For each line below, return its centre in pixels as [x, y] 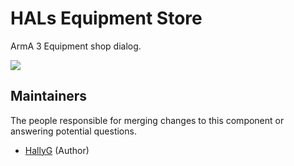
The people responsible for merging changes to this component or [147, 120]
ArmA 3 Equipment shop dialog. [76, 46]
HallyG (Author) [57, 150]
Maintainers [49, 96]
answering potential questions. [73, 131]
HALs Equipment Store [106, 18]
